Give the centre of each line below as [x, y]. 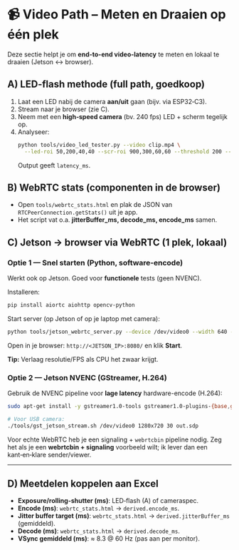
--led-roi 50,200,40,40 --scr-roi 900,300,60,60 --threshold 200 [123, 151]
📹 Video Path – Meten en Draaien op [117, 15]
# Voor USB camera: [36, 419]
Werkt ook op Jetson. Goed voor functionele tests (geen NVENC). [105, 278]
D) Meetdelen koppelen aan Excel [83, 484]
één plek [33, 35]
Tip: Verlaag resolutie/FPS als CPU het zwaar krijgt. [83, 359]
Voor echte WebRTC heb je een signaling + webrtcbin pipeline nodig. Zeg [115, 439]
